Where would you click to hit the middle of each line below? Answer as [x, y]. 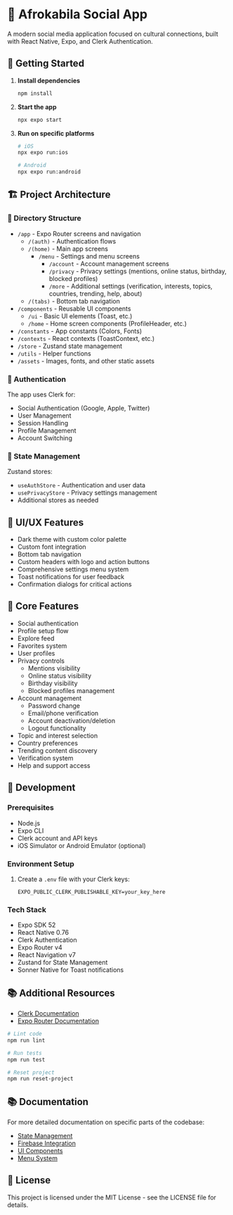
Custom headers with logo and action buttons [83, 562]
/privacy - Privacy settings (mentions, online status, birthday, [138, 271]
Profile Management [47, 430]
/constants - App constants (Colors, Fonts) [80, 331]
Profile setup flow [43, 630]
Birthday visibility [53, 683]
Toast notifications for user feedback [71, 577]
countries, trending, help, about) [95, 293]
